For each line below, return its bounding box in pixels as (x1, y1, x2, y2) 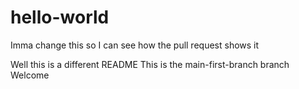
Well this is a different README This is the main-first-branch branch (10, 58, 290, 70)
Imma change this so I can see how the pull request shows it (10, 39, 260, 51)
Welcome (10, 69, 50, 81)
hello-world (10, 6, 110, 29)
